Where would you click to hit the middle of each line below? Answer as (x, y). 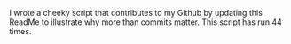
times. (20, 31)
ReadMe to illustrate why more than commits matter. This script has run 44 (145, 22)
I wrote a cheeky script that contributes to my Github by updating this (136, 13)
